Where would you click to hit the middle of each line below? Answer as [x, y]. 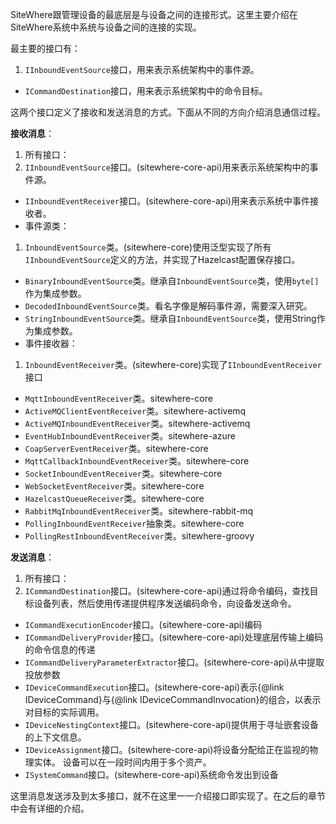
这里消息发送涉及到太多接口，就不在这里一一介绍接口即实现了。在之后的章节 [168, 796]
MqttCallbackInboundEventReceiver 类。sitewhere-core [137, 461]
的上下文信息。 [55, 737]
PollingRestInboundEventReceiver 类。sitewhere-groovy [139, 536]
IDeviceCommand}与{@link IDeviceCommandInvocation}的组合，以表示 [173, 699]
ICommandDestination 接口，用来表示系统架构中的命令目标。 [146, 91]
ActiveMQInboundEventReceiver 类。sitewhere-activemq [137, 423]
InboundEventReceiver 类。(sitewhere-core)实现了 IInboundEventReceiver [173, 364]
